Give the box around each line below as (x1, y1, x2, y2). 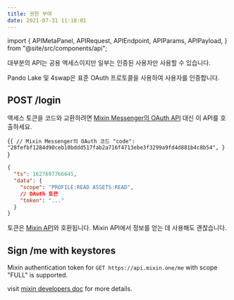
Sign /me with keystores (7, 244, 116, 256)
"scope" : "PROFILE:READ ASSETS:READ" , (20, 184, 134, 191)
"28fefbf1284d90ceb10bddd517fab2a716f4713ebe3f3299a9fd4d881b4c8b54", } (7, 144, 226, 152)
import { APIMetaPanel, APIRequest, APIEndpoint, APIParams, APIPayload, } (7, 36, 228, 44)
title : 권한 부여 (7, 10, 53, 18)
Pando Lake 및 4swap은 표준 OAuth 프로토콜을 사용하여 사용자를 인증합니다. (7, 73, 220, 82)
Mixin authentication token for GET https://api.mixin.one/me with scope (7, 263, 218, 272)
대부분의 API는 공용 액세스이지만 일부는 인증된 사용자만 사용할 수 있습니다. (7, 58, 211, 67)
